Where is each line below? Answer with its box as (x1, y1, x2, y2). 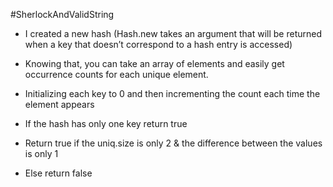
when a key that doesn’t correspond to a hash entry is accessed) (24, 39, 293, 50)
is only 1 (24, 148, 59, 159)
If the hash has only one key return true (24, 118, 188, 129)
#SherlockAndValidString (10, 9, 115, 20)
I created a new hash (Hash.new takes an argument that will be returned (24, 28, 323, 39)
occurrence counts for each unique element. (24, 69, 209, 80)
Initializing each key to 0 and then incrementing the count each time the (24, 88, 321, 99)
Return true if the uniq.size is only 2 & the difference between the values (24, 137, 323, 149)
